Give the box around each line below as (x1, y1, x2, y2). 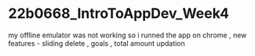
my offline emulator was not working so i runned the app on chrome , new (8, 30, 247, 40)
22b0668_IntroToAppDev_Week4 (8, 5, 230, 23)
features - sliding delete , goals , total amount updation (8, 38, 186, 47)
